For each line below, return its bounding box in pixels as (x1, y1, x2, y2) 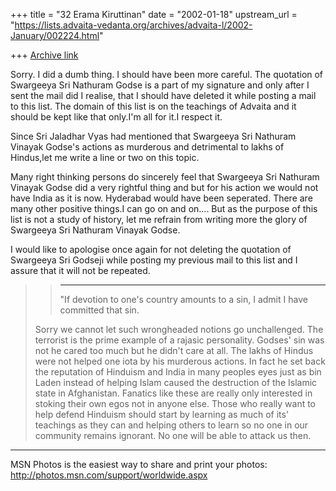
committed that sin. (59, 304, 140, 316)
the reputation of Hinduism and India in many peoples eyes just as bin (34, 366, 322, 378)
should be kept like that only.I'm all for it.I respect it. (10, 111, 223, 123)
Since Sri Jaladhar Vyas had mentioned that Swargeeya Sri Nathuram (10, 130, 297, 142)
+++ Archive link (10, 49, 79, 61)
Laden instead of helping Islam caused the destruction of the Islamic (34, 377, 318, 388)
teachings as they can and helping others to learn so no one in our (34, 419, 309, 431)
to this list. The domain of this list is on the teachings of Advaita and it (10, 100, 297, 112)
